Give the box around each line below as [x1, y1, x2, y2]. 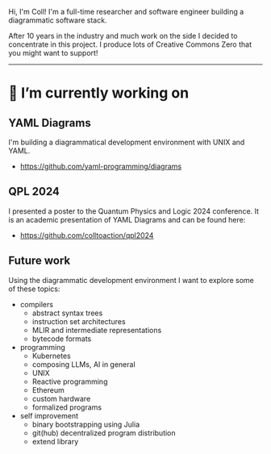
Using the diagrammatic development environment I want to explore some [8, 275, 254, 285]
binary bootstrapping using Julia [31, 419, 140, 429]
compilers [19, 299, 54, 309]
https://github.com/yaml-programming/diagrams [19, 161, 182, 171]
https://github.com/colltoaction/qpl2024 [19, 230, 154, 240]
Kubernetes [31, 351, 71, 360]
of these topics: [8, 284, 60, 294]
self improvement [19, 410, 79, 420]
